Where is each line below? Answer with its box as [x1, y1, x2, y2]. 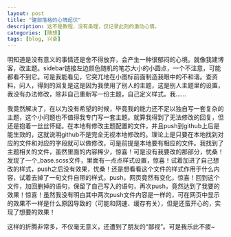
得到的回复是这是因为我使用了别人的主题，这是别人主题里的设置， [36, 81, 224, 90]
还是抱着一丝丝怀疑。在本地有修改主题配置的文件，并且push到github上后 [7, 122, 214, 130]
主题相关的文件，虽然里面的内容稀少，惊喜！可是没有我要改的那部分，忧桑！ [7, 147, 224, 156]
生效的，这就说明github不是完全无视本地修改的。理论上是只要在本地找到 [12, 130, 218, 138]
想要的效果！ [19, 208, 56, 216]
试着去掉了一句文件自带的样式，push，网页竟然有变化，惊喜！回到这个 [19, 174, 220, 182]
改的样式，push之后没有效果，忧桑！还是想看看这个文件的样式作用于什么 [7, 165, 214, 173]
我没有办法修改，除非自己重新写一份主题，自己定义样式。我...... [7, 90, 187, 99]
